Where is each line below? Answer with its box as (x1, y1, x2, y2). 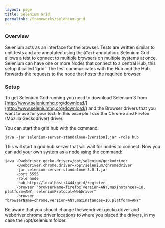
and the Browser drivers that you (88, 105, 156, 111)
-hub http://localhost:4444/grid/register (16, 180, 106, 185)
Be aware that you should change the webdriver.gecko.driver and (5, 206, 139, 212)
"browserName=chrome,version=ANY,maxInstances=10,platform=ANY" (5, 198, 141, 203)
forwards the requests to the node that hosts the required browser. (5, 71, 142, 77)
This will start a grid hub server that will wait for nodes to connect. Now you (5, 143, 161, 149)
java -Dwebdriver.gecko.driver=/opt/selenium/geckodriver (5, 158, 128, 163)
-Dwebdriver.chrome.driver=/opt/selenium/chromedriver (16, 163, 133, 168)
